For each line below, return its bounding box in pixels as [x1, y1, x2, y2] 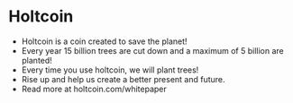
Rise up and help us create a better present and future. [21, 73, 226, 84]
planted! [21, 55, 53, 65]
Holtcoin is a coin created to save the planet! [21, 36, 188, 47]
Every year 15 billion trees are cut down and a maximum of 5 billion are [21, 45, 285, 56]
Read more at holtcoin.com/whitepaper [21, 83, 168, 94]
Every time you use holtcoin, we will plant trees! [21, 64, 199, 75]
